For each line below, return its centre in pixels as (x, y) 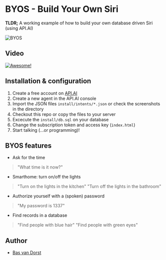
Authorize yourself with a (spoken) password (58, 196)
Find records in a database (40, 215)
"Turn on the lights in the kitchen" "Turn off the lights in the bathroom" (89, 186)
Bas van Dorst (27, 253)
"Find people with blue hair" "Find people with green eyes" (78, 225)
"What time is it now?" (40, 167)
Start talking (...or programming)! (46, 130)
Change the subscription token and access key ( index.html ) (74, 125)
